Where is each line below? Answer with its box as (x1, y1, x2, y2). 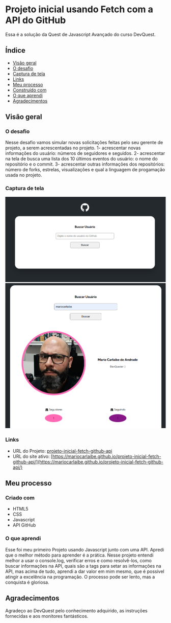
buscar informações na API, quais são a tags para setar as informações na (5, 563, 161, 569)
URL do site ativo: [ (12, 453, 53, 459)
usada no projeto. (5, 172, 42, 178)
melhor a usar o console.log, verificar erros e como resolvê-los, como (5, 557, 152, 563)
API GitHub (12, 522, 36, 528)
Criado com (5, 494, 35, 501)
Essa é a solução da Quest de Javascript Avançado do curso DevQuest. (5, 31, 156, 37)
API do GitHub (5, 14, 66, 26)
